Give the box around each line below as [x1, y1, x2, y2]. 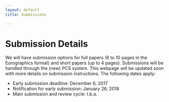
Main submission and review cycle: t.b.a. [12, 91, 98, 97]
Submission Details [5, 38, 89, 49]
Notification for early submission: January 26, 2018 [12, 86, 119, 92]
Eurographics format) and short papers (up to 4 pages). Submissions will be [5, 60, 163, 66]
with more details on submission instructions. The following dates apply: [5, 71, 156, 77]
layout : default [5, 7, 39, 13]
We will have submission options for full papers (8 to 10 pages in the [5, 55, 148, 61]
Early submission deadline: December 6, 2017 [12, 80, 108, 86]
